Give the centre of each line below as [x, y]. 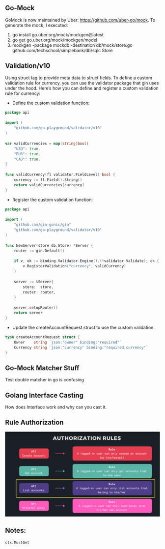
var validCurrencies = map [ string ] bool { [47, 144]
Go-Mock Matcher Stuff [42, 368]
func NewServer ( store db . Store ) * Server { [49, 245]
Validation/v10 [28, 66]
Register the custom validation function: [53, 200]
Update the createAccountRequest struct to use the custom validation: [83, 327]
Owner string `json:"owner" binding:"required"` [68, 342]
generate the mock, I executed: [37, 25]
